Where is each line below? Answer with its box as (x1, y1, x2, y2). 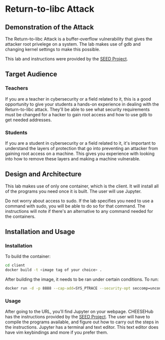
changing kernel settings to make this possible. (5, 47, 101, 52)
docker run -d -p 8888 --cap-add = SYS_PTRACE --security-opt (5, 286, 131, 291)
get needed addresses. (5, 117, 52, 123)
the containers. (5, 213, 36, 219)
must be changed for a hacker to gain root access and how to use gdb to (5, 111, 153, 117)
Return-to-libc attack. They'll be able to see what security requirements (5, 106, 150, 112)
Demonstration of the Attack (5, 23, 94, 31)
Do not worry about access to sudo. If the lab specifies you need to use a (5, 198, 154, 204)
